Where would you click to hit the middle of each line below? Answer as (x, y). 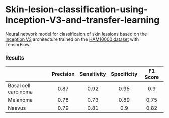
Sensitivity (93, 74)
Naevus (17, 108)
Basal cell (19, 86)
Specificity (124, 74)
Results (15, 57)
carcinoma (20, 92)
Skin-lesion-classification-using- (77, 9)
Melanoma (20, 100)
